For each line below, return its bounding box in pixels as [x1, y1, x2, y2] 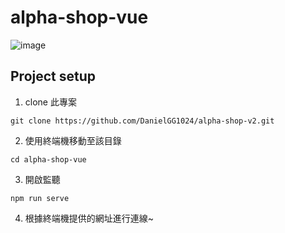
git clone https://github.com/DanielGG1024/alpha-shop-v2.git [10, 116, 275, 126]
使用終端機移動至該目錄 [24, 134, 122, 146]
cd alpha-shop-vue [10, 154, 87, 165]
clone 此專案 [24, 96, 77, 108]
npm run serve [10, 193, 70, 203]
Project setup [10, 68, 97, 85]
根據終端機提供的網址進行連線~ [24, 212, 155, 224]
